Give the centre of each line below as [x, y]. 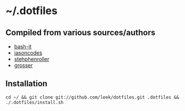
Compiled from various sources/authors [80, 33]
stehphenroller [32, 59]
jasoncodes [28, 53]
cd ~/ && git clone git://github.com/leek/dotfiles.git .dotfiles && [92, 97]
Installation [26, 84]
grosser [23, 65]
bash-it [23, 46]
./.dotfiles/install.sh [35, 102]
